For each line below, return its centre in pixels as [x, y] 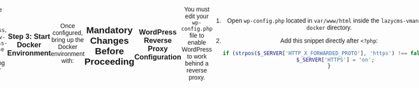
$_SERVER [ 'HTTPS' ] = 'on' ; [335, 60]
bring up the [68, 40]
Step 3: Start [29, 36]
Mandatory [109, 30]
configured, [68, 33]
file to [197, 35]
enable [197, 42]
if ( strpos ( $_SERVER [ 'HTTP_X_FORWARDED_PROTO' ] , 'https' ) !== [315, 53]
